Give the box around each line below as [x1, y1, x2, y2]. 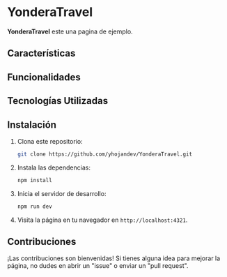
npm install [17, 177, 52, 184]
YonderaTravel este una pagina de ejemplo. [7, 27, 134, 36]
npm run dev [17, 203, 52, 210]
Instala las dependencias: [17, 163, 91, 172]
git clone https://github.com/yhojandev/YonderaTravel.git [17, 151, 193, 158]
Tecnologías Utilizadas [7, 95, 109, 107]
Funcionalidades [7, 71, 81, 83]
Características [7, 47, 76, 59]
